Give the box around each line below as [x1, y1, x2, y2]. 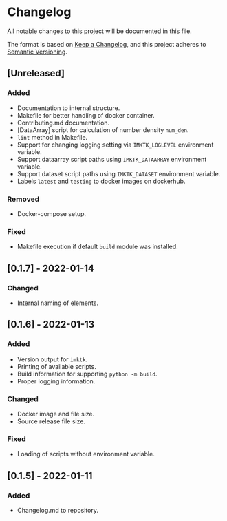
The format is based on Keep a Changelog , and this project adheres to [7, 40, 206, 48]
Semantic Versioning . [7, 47, 67, 56]
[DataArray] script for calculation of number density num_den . [17, 125, 189, 134]
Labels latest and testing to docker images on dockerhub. [17, 177, 186, 185]
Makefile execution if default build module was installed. [17, 242, 179, 251]
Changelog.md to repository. [17, 506, 98, 514]
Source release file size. [17, 417, 86, 425]
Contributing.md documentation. [17, 118, 110, 127]
